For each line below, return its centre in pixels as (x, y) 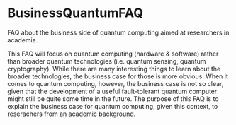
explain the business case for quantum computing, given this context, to (113, 106)
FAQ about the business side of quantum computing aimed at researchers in (118, 32)
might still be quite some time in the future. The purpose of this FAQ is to (113, 99)
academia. (23, 40)
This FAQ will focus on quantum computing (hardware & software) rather (113, 54)
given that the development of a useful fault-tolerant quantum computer (112, 91)
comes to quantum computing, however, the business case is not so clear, (116, 83)
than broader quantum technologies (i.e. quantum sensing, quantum (107, 61)
